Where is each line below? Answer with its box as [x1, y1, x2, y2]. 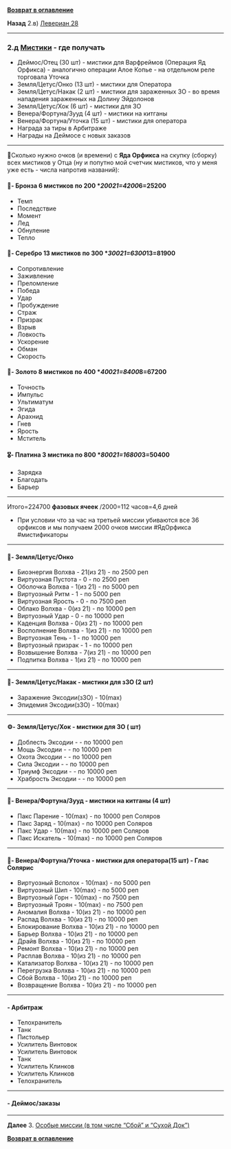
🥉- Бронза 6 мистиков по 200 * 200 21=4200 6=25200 [7, 182, 166, 190]
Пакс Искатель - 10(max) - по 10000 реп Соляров [16, 833, 163, 842]
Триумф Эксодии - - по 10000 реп [16, 767, 118, 776]
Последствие [16, 204, 57, 212]
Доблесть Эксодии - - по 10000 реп [16, 738, 123, 746]
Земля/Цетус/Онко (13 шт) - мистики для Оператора [16, 80, 172, 89]
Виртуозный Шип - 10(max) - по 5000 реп [16, 886, 139, 895]
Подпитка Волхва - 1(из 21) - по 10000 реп [16, 656, 142, 664]
